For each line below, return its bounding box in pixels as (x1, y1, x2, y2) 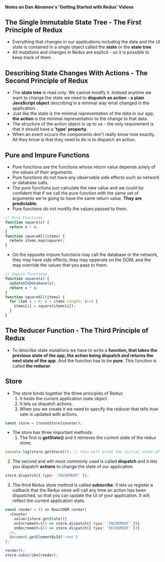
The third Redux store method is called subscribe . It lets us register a (12, 482, 153, 488)
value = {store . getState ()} (14, 516, 67, 521)
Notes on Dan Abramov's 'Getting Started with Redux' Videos (5, 4, 134, 10)
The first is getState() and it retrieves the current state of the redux (19, 435, 156, 440)
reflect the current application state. (12, 498, 85, 504)
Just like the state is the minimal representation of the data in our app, (12, 111, 154, 117)
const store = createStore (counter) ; (5, 421, 83, 426)
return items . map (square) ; (9, 238, 65, 243)
